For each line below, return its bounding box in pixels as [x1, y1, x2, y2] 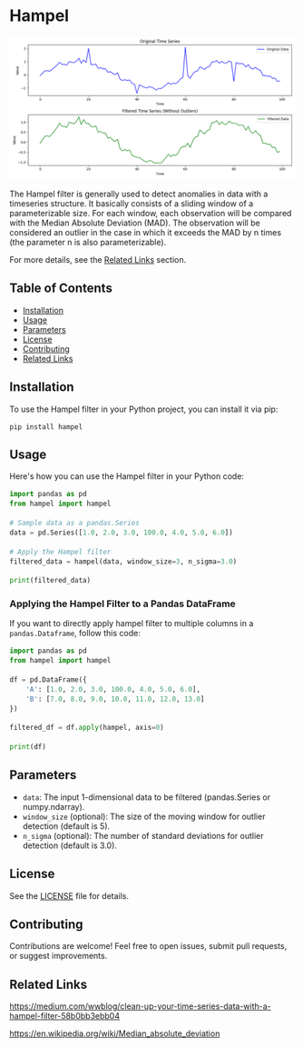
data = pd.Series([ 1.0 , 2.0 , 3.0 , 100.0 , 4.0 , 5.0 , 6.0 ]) [9, 528, 233, 537]
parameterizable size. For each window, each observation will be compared [9, 207, 292, 218]
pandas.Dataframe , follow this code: [9, 628, 141, 639]
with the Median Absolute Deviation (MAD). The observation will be [9, 217, 260, 228]
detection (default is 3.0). [22, 840, 118, 851]
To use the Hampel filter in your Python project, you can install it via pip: [9, 404, 279, 414]
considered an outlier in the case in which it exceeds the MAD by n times [9, 226, 282, 237]
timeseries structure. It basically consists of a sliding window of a [9, 197, 254, 209]
